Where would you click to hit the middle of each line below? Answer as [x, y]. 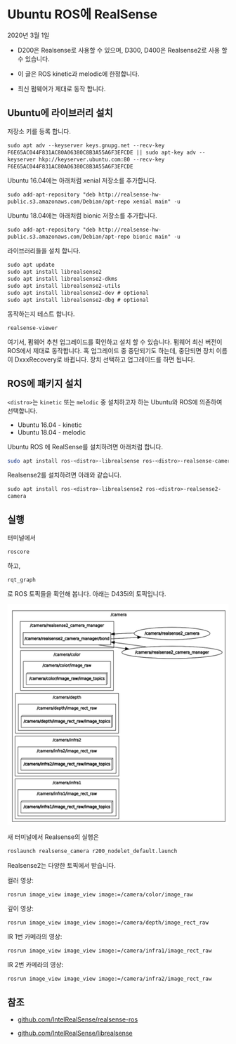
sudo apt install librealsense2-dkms [63, 279]
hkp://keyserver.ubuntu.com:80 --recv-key [101, 159]
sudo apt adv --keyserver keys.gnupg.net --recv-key [86, 145]
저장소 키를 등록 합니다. [39, 131]
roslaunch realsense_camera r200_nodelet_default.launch [92, 851]
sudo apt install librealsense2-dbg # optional [78, 300]
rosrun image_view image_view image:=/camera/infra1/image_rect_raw [110, 951]
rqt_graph [22, 580]
